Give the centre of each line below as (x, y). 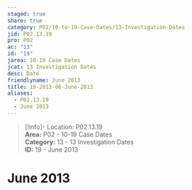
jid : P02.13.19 (30, 34)
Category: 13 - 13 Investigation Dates (79, 142)
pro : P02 (20, 41)
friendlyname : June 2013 (44, 80)
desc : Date (23, 73)
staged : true (27, 14)
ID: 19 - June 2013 (51, 149)
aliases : (20, 93)
